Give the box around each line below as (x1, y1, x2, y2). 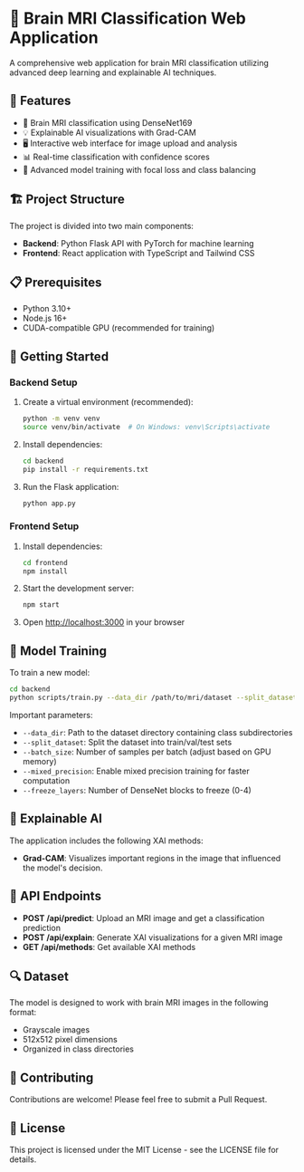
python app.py (22, 498, 76, 508)
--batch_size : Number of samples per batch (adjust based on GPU (22, 746, 271, 757)
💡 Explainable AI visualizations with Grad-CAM (22, 127, 196, 138)
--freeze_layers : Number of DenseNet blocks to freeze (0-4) (22, 784, 252, 795)
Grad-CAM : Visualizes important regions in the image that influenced (22, 852, 281, 863)
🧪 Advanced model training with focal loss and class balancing (22, 164, 256, 175)
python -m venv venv (22, 414, 100, 424)
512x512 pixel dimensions (22, 1034, 118, 1045)
